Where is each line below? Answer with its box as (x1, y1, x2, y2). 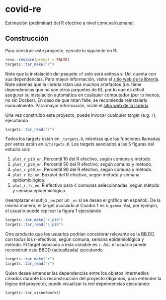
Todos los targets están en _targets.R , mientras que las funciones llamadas (5, 136, 161, 142)
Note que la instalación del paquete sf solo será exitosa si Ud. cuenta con (5, 71, 157, 76)
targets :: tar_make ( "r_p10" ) (5, 218, 64, 223)
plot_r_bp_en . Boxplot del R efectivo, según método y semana (12, 172, 140, 178)
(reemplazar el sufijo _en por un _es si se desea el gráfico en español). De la (5, 197, 161, 203)
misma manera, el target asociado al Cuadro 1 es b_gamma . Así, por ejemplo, (5, 203, 159, 209)
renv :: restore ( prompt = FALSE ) (5, 57, 70, 62)
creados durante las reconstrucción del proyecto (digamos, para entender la (5, 275, 162, 281)
